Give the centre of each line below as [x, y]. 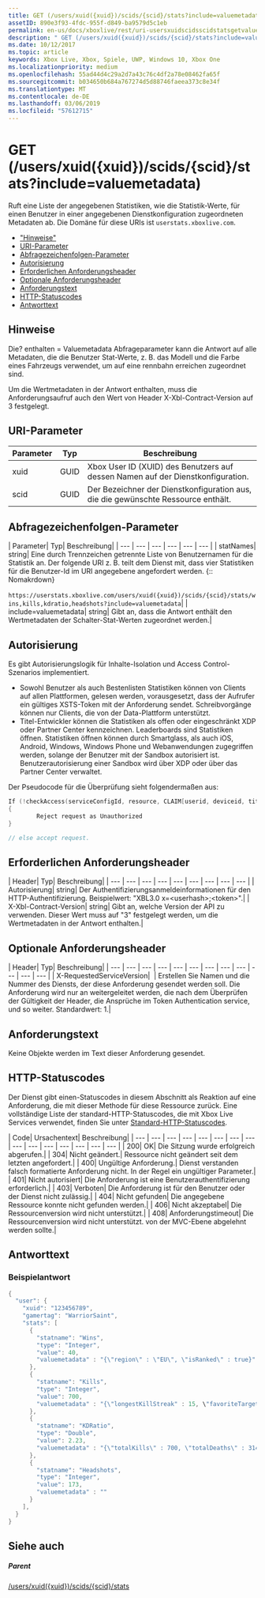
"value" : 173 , [60, 1485]
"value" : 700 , [60, 1396]
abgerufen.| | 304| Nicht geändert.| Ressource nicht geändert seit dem [123, 1154]
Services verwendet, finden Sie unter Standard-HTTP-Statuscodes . [118, 1122]
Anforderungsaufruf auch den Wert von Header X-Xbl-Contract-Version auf [131, 398]
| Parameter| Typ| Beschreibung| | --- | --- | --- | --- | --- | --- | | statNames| [132, 546]
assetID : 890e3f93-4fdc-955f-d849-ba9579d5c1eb [88, 23]
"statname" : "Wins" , [70, 1338]
